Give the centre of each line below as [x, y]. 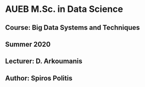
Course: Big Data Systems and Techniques [72, 28]
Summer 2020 [28, 44]
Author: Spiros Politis [39, 78]
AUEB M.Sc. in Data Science [64, 9]
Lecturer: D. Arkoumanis [44, 61]
